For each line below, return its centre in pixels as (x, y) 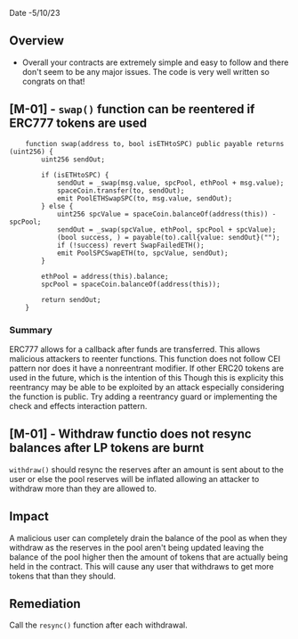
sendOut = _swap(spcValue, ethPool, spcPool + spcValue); (166, 229)
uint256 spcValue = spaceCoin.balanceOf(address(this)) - (166, 214)
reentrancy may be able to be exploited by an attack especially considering (147, 387)
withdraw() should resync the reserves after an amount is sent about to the (147, 469)
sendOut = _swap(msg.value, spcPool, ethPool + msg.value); (170, 183)
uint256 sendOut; (73, 160)
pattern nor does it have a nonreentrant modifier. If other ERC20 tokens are (147, 368)
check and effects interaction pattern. (78, 406)
